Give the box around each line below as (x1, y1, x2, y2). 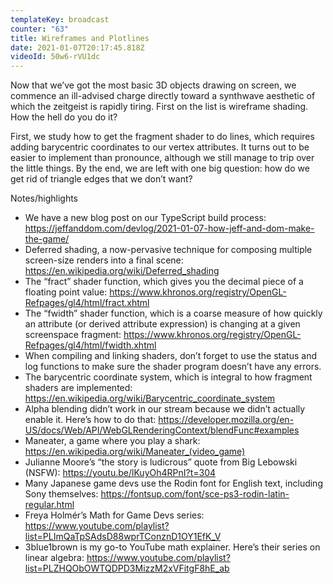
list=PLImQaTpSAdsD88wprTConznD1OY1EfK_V (24, 531, 222, 543)
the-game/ (24, 233, 70, 245)
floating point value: (24, 286, 108, 298)
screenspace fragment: (24, 329, 122, 341)
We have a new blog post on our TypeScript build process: (24, 212, 267, 224)
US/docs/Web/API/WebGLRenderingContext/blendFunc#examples (24, 424, 300, 436)
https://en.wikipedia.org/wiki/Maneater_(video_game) (24, 446, 246, 458)
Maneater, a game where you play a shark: (24, 435, 201, 447)
